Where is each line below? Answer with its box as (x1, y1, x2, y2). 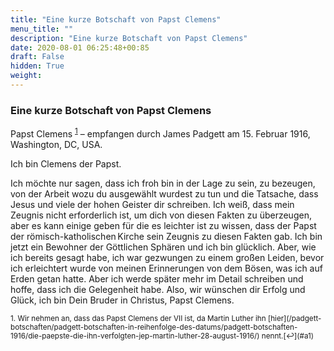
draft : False (10, 52, 65, 62)
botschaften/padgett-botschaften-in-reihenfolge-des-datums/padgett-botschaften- (10, 322, 298, 332)
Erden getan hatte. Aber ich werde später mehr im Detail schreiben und (10, 272, 304, 285)
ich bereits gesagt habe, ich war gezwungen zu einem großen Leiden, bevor (10, 251, 325, 263)
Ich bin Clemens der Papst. (10, 157, 122, 170)
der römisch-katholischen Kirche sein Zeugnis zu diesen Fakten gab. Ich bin (10, 230, 323, 242)
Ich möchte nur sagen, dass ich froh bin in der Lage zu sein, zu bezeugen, (10, 177, 316, 189)
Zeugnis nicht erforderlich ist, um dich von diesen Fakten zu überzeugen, (10, 209, 312, 221)
